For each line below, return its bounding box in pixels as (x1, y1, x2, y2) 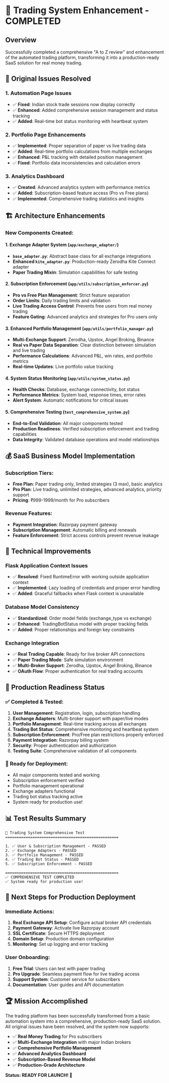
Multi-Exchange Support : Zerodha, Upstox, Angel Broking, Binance (12, 337, 154, 343)
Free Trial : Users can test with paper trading (12, 965, 105, 971)
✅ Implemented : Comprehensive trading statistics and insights (12, 195, 144, 202)
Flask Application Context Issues (5, 562, 88, 569)
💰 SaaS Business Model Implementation (5, 452, 135, 460)
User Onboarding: (5, 954, 51, 961)
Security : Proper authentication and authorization (12, 742, 117, 748)
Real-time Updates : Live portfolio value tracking (12, 364, 114, 370)
